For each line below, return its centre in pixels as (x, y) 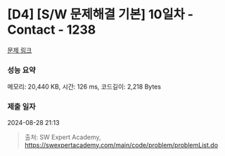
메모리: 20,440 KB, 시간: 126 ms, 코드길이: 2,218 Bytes (84, 87)
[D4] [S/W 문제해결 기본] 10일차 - (101, 14)
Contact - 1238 (52, 30)
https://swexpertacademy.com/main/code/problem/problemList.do (121, 145)
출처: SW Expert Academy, (63, 137)
